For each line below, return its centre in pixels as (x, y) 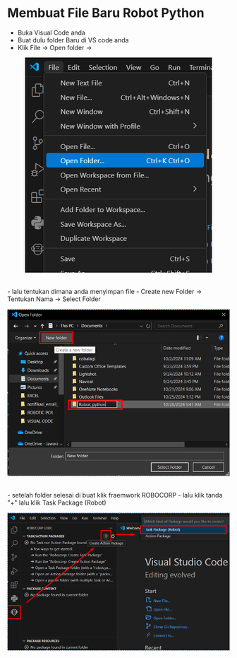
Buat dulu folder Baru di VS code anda (73, 40)
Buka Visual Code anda (51, 33)
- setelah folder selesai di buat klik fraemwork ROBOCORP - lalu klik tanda (115, 495)
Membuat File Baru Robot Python (106, 13)
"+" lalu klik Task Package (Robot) (57, 503)
